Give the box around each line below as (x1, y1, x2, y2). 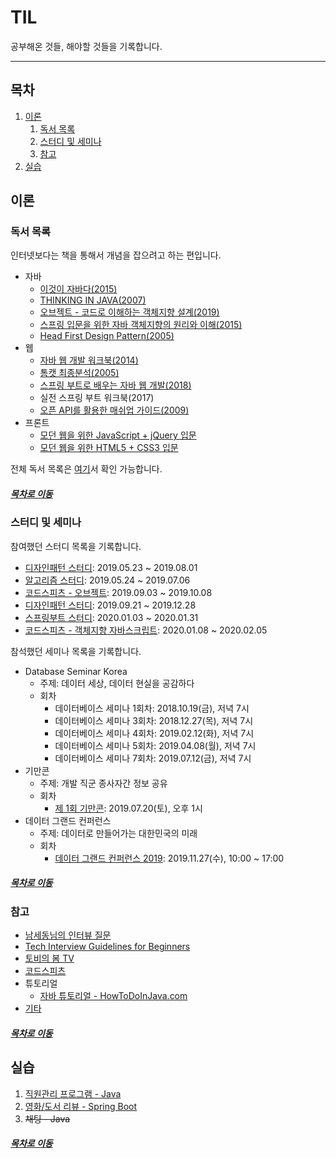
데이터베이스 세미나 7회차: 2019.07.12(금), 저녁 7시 (54, 752, 252, 764)
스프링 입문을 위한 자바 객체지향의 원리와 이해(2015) (39, 319, 243, 331)
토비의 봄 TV (24, 952, 75, 965)
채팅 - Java (24, 1112, 71, 1125)
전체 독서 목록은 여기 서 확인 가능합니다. (10, 463, 163, 475)
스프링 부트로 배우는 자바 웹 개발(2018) (39, 379, 192, 391)
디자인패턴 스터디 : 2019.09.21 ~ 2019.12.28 (24, 599, 197, 611)
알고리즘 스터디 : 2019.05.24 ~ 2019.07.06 (24, 574, 191, 586)
